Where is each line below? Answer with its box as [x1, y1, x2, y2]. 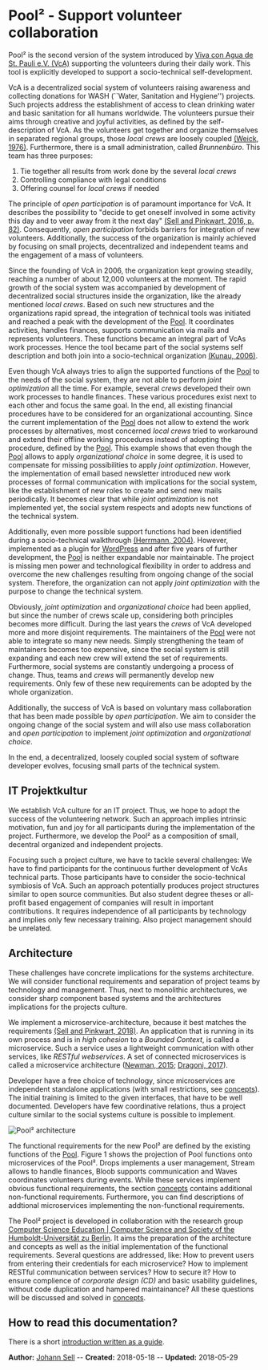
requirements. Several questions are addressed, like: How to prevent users [8, 1250, 254, 1259]
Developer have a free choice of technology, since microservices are [8, 1076, 236, 1085]
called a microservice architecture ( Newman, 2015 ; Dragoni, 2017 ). [8, 1060, 228, 1069]
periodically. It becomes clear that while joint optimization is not [8, 494, 218, 504]
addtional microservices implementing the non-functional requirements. [8, 1200, 246, 1210]
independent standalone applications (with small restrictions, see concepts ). [8, 1084, 260, 1093]
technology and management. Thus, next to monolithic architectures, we [8, 985, 248, 995]
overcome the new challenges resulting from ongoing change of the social [8, 569, 254, 579]
